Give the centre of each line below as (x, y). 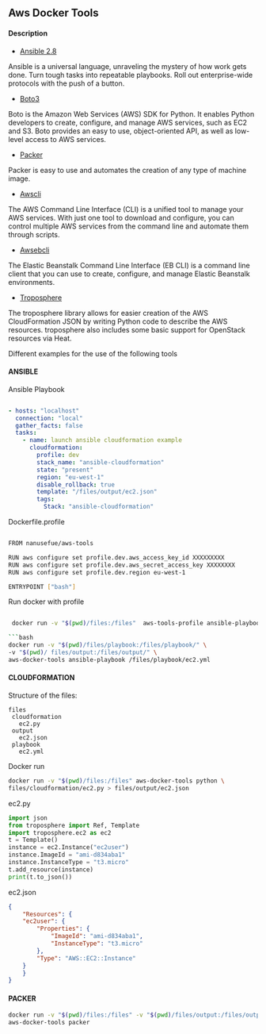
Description (28, 33)
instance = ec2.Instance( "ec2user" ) (68, 848)
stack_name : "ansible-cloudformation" (101, 462)
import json (28, 818)
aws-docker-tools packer (49, 1023)
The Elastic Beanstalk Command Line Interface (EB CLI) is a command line (129, 265)
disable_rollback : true (76, 484)
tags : (46, 499)
